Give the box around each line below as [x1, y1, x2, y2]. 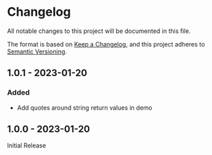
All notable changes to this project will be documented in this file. [7, 27, 191, 35]
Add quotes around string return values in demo [16, 104, 153, 112]
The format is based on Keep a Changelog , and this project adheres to [7, 40, 205, 48]
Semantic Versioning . [7, 47, 67, 56]
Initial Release [7, 141, 47, 150]
